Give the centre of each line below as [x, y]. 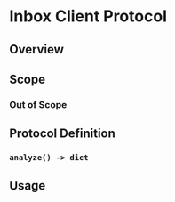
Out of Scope [38, 104]
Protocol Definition [62, 134]
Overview [37, 49]
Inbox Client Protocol [88, 16]
